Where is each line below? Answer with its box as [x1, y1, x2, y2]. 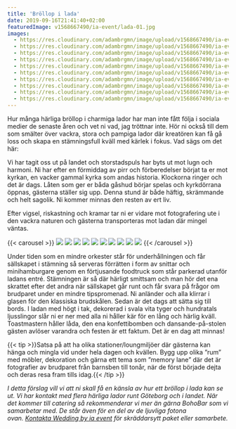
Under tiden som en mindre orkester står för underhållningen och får [7, 252, 206, 260]
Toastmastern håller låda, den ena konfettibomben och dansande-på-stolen [7, 319, 227, 328]
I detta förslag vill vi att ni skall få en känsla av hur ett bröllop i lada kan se [7, 384, 223, 392]
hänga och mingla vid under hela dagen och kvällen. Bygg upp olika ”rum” [7, 348, 221, 356]
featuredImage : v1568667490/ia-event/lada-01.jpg [7, 23, 156, 30]
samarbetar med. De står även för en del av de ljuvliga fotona [7, 406, 187, 415]
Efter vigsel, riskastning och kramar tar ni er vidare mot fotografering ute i [7, 209, 220, 217]
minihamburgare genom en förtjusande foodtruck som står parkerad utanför [7, 267, 228, 275]
